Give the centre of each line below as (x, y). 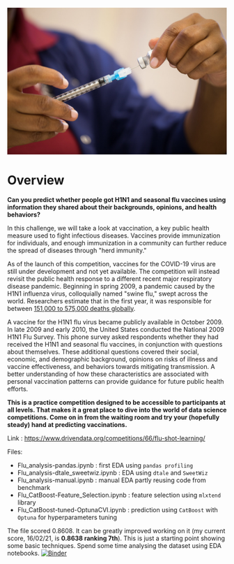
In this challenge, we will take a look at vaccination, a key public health (109, 228)
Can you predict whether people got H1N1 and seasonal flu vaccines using (117, 199)
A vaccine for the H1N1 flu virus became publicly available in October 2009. (115, 321)
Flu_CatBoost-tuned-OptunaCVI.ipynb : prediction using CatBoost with (117, 509)
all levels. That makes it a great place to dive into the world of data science (117, 410)
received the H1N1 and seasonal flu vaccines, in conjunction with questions (115, 344)
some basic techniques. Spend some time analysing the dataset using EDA (114, 545)
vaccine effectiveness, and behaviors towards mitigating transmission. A (111, 366)
